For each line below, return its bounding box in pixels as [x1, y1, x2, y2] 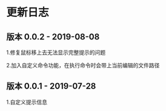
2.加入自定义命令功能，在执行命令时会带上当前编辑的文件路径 [6, 62, 160, 69]
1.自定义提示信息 [6, 98, 47, 106]
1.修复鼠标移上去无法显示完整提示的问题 [6, 49, 106, 56]
